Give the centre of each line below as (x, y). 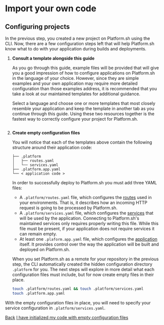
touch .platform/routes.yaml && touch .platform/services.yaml (78, 289)
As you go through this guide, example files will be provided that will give (85, 68)
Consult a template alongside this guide (53, 58)
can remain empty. (38, 234)
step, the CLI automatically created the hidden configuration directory (82, 264)
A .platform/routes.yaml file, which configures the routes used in (86, 197)
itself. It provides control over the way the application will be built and (89, 244)
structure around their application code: (52, 147)
